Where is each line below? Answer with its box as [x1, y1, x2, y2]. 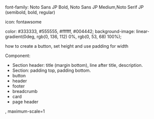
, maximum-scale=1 [5, 108, 45, 114]
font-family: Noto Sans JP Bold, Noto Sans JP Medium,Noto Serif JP [5, 4, 144, 10]
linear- [136, 29, 150, 34]
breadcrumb [12, 89, 38, 94]
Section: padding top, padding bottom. [12, 67, 91, 73]
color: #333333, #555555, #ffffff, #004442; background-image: [5, 29, 135, 34]
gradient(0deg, [5, 34, 36, 39]
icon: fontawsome [5, 19, 42, 25]
